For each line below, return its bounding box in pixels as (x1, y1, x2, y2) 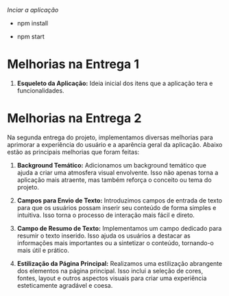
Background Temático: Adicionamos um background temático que (16, 161, 207, 169)
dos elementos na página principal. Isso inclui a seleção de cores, (16, 266, 204, 275)
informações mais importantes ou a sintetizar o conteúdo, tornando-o (16, 238, 214, 247)
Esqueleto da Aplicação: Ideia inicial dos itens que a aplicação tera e (16, 79, 213, 87)
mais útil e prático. (16, 246, 70, 254)
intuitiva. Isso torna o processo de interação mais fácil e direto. (16, 211, 195, 219)
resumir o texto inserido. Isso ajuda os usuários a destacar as (16, 231, 191, 240)
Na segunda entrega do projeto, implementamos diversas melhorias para (7, 133, 213, 141)
